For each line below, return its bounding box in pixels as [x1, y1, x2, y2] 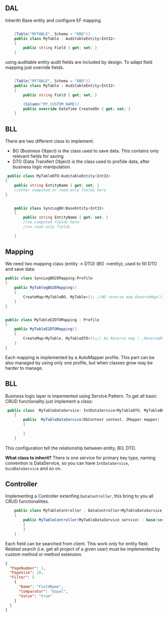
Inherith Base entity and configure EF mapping [5, 17, 101, 23]
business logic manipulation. [12, 164, 71, 170]
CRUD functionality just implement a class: [5, 398, 93, 404]
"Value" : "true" [18, 593, 52, 598]
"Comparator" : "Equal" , [18, 589, 68, 594]
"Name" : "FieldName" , [18, 584, 64, 589]
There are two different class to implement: [5, 138, 94, 144]
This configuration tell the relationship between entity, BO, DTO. [5, 445, 136, 451]
